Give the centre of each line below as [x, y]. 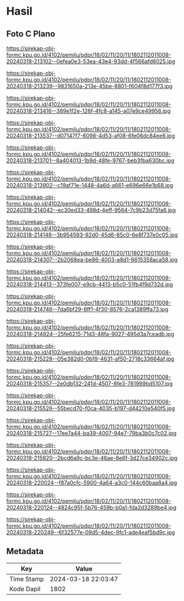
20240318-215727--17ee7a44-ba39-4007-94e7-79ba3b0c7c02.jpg [91, 433]
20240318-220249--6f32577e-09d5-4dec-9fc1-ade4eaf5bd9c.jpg [91, 532]
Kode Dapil [25, 589]
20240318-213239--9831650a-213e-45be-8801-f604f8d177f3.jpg [89, 86]
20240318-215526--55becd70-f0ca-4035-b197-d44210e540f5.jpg [91, 408]
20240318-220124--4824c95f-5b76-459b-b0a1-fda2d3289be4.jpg [91, 507]
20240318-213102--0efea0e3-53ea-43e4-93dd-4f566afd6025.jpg [91, 61]
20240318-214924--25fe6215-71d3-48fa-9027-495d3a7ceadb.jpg [90, 334]
